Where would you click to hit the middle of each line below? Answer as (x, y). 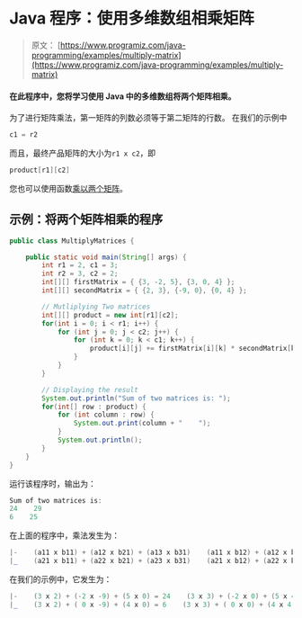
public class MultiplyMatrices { (72, 241)
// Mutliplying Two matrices (96, 307)
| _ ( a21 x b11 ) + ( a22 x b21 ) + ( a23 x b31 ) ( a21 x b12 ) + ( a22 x (148, 561)
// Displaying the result (90, 390)
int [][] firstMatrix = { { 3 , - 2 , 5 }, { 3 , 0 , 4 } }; (138, 282)
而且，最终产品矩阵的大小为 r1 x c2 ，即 (83, 153)
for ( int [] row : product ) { (94, 407)
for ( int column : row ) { (106, 415)
